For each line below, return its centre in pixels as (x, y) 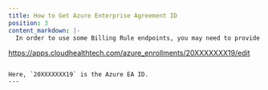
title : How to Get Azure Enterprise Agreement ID (93, 16)
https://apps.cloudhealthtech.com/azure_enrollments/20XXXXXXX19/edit (129, 53)
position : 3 (28, 23)
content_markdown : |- (45, 30)
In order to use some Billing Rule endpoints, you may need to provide (138, 38)
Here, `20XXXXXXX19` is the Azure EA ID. (79, 75)
